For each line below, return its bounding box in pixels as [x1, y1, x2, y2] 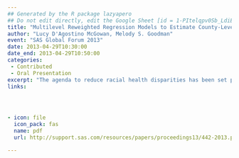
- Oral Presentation [10, 69, 72, 77]
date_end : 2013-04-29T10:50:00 [7, 50, 100, 57]
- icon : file [7, 114, 46, 121]
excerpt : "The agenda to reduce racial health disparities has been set [7, 76, 228, 84]
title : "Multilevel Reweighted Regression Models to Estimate [7, 23, 196, 30]
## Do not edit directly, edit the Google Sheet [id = [7, 17, 174, 24]
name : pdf [14, 128, 43, 135]
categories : [7, 57, 43, 64]
